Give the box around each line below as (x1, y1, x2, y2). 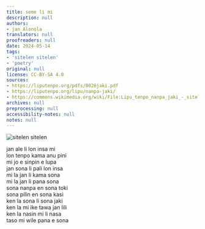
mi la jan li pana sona (6, 178, 59, 185)
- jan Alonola (6, 26, 43, 32)
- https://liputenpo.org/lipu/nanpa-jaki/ (6, 89, 116, 95)
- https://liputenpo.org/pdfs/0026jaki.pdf (6, 83, 119, 89)
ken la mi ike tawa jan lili (6, 204, 67, 211)
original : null (6, 65, 45, 72)
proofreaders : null (6, 37, 56, 43)
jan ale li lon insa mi (6, 145, 56, 153)
